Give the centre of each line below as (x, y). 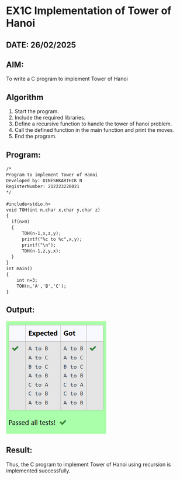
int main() (19, 269)
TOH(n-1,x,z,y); (41, 234)
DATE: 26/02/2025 (41, 45)
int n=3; (27, 280)
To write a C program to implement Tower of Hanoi (67, 79)
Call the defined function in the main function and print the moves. (94, 130)
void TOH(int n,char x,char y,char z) (53, 210)
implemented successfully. (38, 471)
